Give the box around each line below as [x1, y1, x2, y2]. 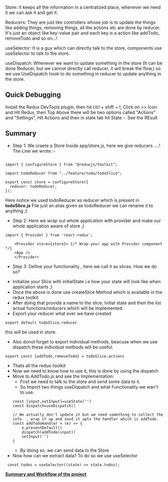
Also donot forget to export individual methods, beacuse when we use [12, 338, 158, 344]
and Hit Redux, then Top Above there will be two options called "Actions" [5, 109, 156, 115]
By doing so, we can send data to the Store [20, 447, 109, 453]
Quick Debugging [5, 90, 61, 99]
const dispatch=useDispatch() [12, 403, 76, 408]
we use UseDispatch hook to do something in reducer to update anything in [5, 71, 161, 77]
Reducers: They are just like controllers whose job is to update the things [5, 20, 156, 25]
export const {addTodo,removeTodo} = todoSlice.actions [5, 353, 124, 358]
